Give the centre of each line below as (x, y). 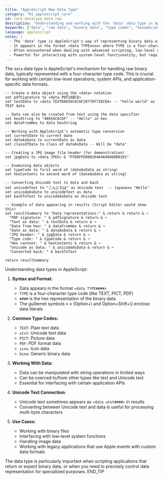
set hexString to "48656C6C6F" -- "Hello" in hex (56, 119)
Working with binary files (44, 431)
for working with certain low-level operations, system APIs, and (68, 79)
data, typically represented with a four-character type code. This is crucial (79, 74)
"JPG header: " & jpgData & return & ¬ (50, 235)
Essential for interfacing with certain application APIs (72, 383)
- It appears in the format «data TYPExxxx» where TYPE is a (73, 46)
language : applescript (28, 32)
